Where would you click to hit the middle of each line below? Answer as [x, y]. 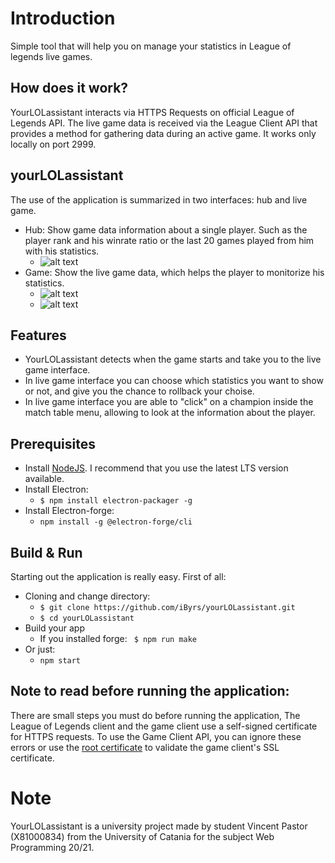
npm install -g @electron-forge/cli [116, 522]
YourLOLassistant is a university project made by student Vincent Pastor [159, 826]
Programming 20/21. [52, 847]
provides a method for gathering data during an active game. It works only [163, 133]
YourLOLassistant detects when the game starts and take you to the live [173, 359]
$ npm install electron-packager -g [116, 501]
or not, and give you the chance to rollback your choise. [139, 391]
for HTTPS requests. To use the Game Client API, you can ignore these [156, 736]
